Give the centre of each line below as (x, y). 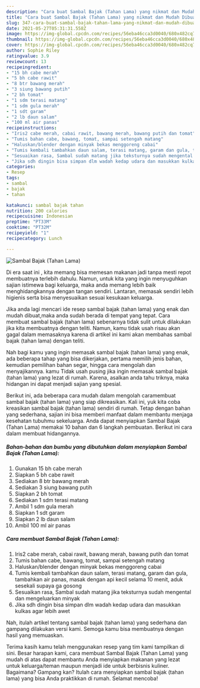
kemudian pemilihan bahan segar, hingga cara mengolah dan (81, 365)
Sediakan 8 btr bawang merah (52, 481)
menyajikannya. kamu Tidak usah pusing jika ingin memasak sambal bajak (97, 371)
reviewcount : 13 (26, 61)
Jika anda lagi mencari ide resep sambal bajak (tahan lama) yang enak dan (98, 309)
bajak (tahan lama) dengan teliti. (46, 341)
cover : (14, 45)
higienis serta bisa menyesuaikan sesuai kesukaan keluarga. (80, 297)
